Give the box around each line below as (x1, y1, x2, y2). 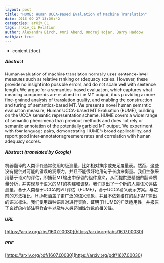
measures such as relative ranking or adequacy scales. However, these (5, 76, 148, 82)
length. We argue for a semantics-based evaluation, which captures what (5, 86, 152, 93)
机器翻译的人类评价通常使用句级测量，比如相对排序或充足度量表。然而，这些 (5, 162, 159, 168)
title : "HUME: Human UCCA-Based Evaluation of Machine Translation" (5, 12, 147, 17)
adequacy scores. (5, 138, 41, 144)
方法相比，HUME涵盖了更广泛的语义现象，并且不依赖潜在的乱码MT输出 (13, 193, 157, 199)
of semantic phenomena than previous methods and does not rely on (5, 117, 144, 123)
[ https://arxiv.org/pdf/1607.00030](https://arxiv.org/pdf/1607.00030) (5, 252, 143, 258)
